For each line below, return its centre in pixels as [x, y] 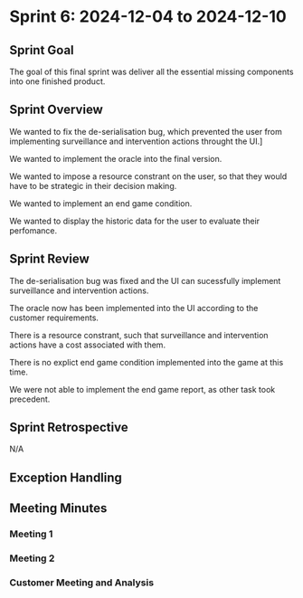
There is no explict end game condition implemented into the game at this [147, 362]
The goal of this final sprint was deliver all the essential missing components [151, 71]
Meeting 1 [31, 534]
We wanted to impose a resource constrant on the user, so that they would [148, 176]
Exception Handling [66, 477]
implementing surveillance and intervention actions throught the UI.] [136, 141]
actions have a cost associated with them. [87, 345]
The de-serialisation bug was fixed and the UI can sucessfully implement [145, 280]
